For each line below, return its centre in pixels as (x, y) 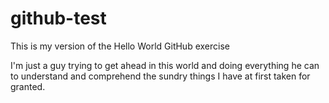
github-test (58, 18)
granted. (28, 86)
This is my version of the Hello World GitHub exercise (120, 46)
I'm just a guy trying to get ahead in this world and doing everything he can (165, 65)
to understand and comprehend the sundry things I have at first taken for (160, 76)
